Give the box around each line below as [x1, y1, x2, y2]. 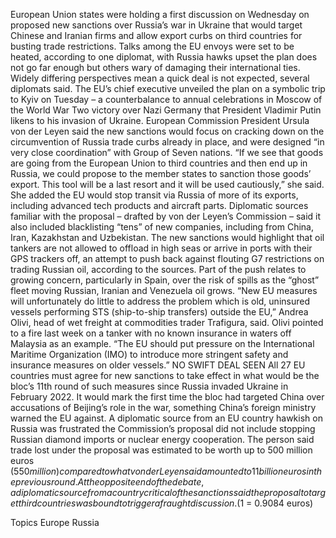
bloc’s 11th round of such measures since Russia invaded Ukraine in [10, 380, 289, 392]
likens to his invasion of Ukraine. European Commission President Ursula [10, 115, 310, 126]
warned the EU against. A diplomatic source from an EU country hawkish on [10, 412, 323, 424]
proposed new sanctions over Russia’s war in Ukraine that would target [10, 19, 303, 31]
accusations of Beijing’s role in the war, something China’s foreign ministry [10, 402, 317, 413]
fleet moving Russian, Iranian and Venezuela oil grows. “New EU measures [10, 285, 318, 296]
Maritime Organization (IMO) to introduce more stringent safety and [10, 349, 289, 360]
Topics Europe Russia [10, 517, 100, 528]
